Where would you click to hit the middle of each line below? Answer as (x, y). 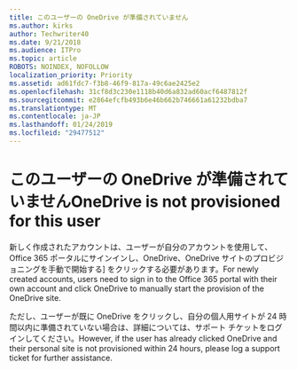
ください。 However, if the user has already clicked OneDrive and (158, 338)
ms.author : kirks (41, 26)
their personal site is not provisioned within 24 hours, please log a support (145, 348)
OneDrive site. (35, 297)
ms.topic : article (43, 59)
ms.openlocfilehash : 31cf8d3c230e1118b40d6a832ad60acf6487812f (129, 91)
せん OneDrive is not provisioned (160, 202)
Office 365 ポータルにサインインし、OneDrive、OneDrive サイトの (131, 257)
